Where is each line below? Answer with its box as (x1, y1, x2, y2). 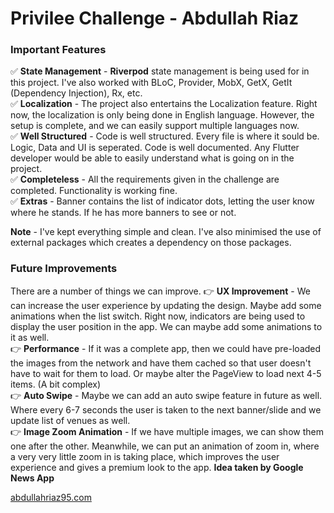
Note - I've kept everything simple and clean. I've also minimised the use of (10, 226, 322, 238)
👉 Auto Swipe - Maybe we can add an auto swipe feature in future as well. (10, 389, 323, 401)
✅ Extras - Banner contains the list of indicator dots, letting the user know (10, 195, 315, 207)
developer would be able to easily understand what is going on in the (10, 152, 295, 164)
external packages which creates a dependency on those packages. (10, 237, 292, 249)
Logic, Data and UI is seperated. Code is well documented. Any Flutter (10, 142, 300, 154)
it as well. (10, 331, 50, 343)
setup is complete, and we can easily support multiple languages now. (10, 120, 300, 132)
